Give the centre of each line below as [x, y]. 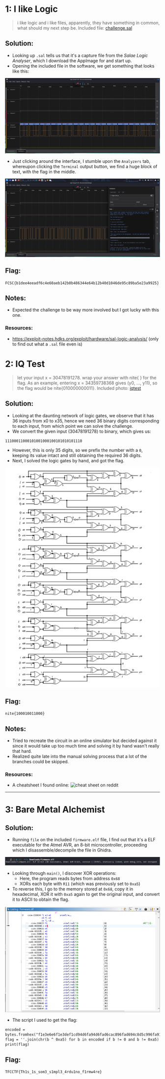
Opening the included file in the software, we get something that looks [83, 66]
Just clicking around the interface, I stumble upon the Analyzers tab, [81, 161]
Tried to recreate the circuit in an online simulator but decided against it [84, 741]
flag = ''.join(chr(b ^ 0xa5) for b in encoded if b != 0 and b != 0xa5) [82, 1040]
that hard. [22, 751]
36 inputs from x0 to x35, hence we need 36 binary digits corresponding [86, 421]
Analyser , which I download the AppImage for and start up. [72, 61]
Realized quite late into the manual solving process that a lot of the [80, 756]
